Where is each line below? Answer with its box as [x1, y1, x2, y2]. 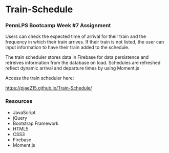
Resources [5, 98, 33, 105]
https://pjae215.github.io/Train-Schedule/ [5, 85, 92, 91]
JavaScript [12, 109, 36, 116]
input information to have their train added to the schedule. [5, 45, 130, 51]
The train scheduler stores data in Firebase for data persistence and [5, 54, 149, 60]
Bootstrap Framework [12, 120, 59, 126]
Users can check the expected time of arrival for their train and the [5, 33, 146, 39]
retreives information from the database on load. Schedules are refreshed [5, 60, 161, 66]
